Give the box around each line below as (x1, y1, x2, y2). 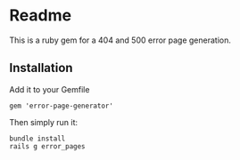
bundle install (9, 134, 66, 143)
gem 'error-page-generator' (9, 101, 114, 110)
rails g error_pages (9, 141, 87, 151)
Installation (9, 60, 73, 76)
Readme (9, 5, 72, 26)
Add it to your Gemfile (9, 84, 90, 94)
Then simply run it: (9, 116, 79, 127)
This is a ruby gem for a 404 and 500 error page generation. (9, 35, 232, 45)
